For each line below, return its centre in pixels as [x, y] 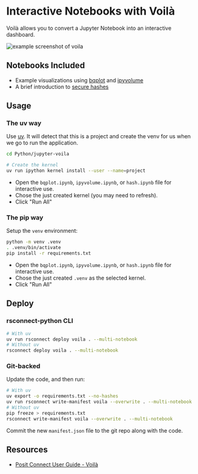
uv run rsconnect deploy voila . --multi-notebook [72, 339]
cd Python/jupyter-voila [38, 154]
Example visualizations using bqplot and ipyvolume [79, 80]
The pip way [25, 218]
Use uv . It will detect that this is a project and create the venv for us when [98, 136]
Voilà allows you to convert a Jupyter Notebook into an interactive [89, 28]
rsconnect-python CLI [40, 321]
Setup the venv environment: [42, 231]
